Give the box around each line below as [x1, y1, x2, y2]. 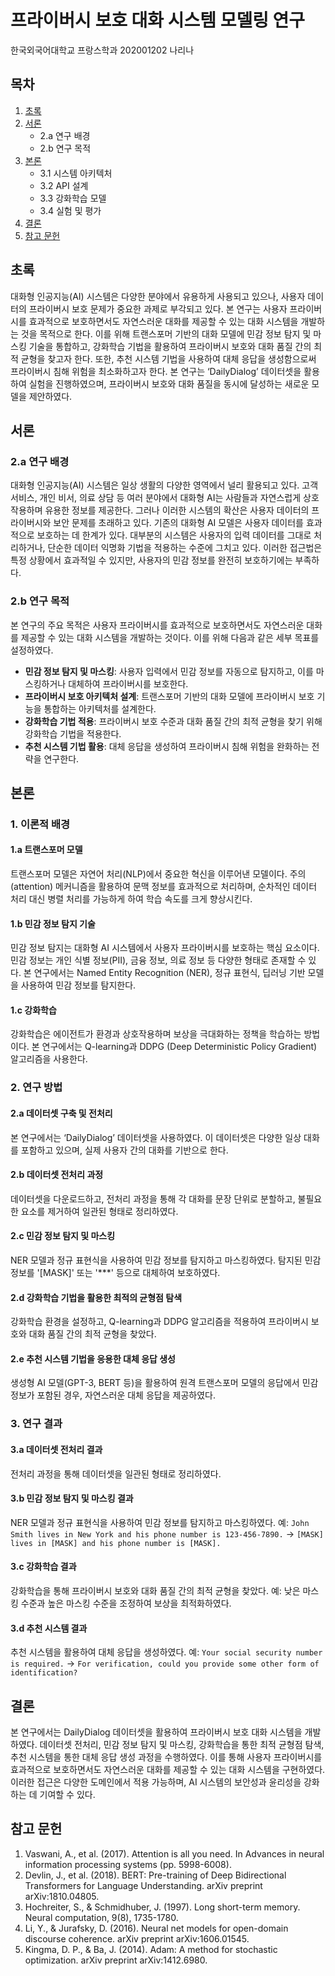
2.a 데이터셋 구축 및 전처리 [10, 1107, 113, 1119]
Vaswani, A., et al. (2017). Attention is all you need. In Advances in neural [24, 1847, 325, 1860]
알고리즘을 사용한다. [10, 1053, 88, 1065]
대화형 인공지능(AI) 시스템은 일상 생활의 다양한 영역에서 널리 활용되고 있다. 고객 [10, 479, 319, 491]
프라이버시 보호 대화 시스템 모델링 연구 [10, 9, 306, 32]
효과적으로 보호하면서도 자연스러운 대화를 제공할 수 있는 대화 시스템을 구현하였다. [10, 1763, 326, 1775]
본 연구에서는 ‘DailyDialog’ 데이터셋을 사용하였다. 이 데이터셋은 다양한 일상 [10, 1131, 302, 1143]
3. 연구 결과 [10, 1417, 63, 1431]
